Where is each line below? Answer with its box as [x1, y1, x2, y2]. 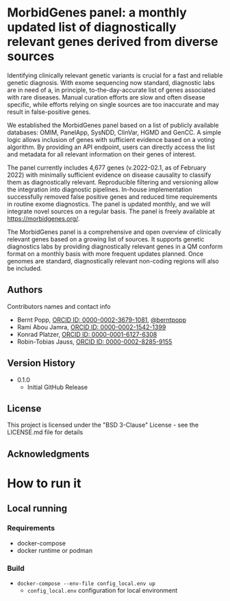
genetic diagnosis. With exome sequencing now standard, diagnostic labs [7, 78, 215, 86]
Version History [7, 357, 75, 369]
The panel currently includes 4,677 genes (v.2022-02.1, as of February [7, 163, 207, 172]
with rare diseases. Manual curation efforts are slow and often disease [7, 93, 205, 101]
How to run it [7, 475, 81, 491]
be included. [7, 264, 42, 272]
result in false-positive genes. [7, 108, 91, 116]
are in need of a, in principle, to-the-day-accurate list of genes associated [7, 86, 216, 94]
